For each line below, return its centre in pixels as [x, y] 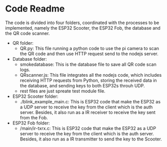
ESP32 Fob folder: [31, 123]
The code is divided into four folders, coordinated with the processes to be [82, 23]
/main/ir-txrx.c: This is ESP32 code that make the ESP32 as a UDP [88, 128]
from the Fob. [34, 117]
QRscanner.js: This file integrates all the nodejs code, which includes [91, 75]
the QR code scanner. [27, 33]
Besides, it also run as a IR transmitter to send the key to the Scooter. [91, 139]
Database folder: [29, 59]
